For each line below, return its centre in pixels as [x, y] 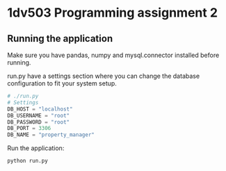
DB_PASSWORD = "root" [39, 122]
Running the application [60, 39]
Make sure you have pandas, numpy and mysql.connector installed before [113, 55]
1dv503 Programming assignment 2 [112, 13]
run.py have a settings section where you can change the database [104, 76]
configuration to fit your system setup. [62, 83]
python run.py [28, 161]
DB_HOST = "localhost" [40, 109]
